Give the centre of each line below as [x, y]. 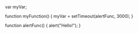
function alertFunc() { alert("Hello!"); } [43, 25]
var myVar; [16, 7]
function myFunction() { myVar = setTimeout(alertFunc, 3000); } [69, 16]
